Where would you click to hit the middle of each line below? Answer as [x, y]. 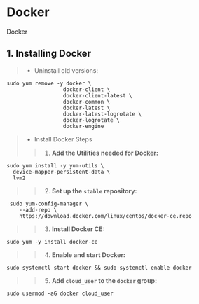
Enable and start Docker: [89, 255]
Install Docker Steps [63, 139]
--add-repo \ [38, 210]
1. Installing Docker [49, 54]
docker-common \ [87, 102]
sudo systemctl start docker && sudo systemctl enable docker [99, 268]
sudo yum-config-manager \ [49, 204]
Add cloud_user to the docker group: [104, 280]
